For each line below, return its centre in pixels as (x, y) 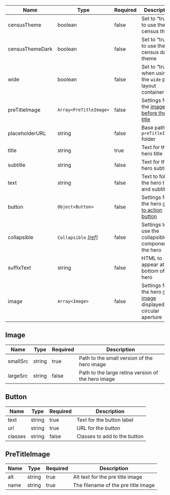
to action (152, 210)
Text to (150, 176)
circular (151, 311)
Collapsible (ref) (78, 237)
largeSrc (18, 376)
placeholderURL (27, 133)
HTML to (152, 258)
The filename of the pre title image (114, 485)
